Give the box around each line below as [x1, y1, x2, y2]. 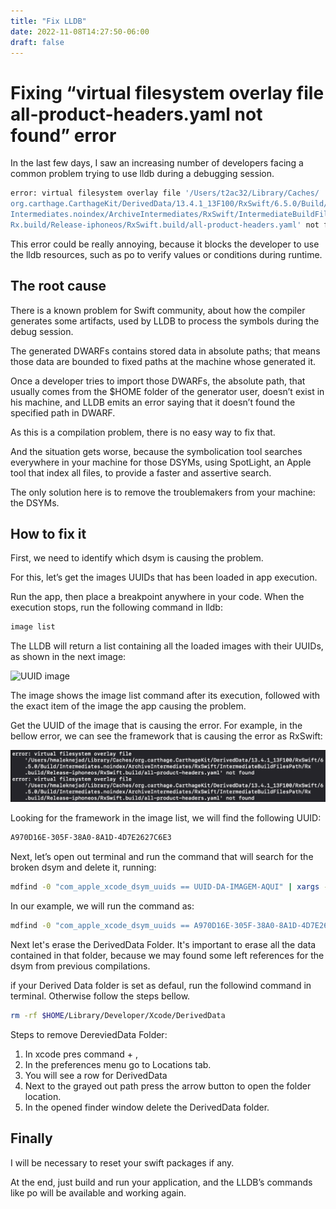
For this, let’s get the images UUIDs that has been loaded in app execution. [10, 571, 318, 584]
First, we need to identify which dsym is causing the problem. [10, 552, 264, 564]
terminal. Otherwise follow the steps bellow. [10, 990, 191, 1002]
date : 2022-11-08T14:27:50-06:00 [10, 26, 150, 37]
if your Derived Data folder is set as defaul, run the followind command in [10, 980, 312, 992]
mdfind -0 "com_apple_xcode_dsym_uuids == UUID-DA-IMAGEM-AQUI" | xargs [10, 882, 320, 892]
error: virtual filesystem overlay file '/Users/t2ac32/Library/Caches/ [10, 188, 320, 199]
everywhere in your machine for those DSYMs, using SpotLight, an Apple [10, 456, 312, 468]
